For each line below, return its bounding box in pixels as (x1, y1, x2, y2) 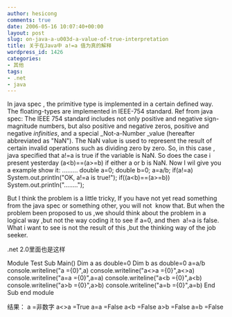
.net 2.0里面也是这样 (7, 245, 66, 253)
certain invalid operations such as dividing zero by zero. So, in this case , (7, 144, 215, 152)
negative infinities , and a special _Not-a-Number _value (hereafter (7, 129, 195, 138)
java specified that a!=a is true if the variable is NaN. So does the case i (7, 152, 211, 160)
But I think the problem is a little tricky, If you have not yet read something (7, 194, 217, 203)
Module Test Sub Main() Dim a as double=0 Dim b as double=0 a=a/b (7, 259, 206, 267)
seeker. (7, 231, 28, 239)
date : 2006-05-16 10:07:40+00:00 (7, 23, 104, 30)
